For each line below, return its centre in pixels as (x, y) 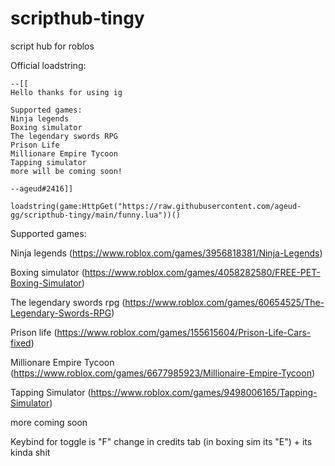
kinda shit (30, 452)
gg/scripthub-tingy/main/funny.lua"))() (96, 215)
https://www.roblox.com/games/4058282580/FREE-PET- (202, 272)
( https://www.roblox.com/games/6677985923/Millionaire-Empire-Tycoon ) (163, 373)
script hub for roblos (52, 46)
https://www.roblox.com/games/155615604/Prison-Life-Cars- (184, 332)
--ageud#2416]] (42, 188)
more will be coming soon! (66, 171)
